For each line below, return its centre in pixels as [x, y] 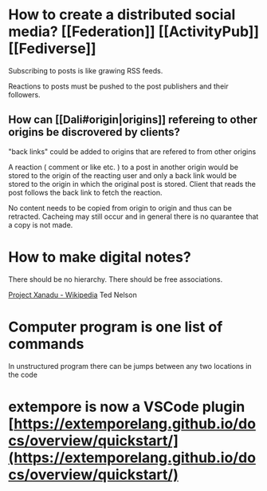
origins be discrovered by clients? [94, 132]
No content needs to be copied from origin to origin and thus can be [120, 208]
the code [23, 374]
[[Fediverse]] [53, 49]
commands [46, 344]
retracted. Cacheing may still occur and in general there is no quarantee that [133, 216]
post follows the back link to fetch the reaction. [85, 192]
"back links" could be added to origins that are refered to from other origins [132, 151]
